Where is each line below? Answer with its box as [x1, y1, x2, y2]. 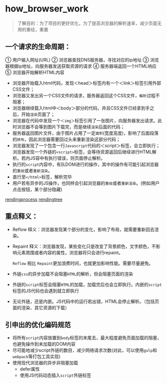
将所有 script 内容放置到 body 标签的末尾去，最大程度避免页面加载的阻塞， [12, 335, 162, 341]
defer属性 [19, 366, 40, 372]
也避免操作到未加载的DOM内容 [12, 341, 76, 347]
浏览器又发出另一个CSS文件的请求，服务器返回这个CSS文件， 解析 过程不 [12, 92, 160, 98]
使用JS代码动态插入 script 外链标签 [19, 372, 91, 378]
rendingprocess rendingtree [5, 196, 63, 202]
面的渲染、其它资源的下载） [12, 304, 70, 310]
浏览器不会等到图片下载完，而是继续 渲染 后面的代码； [16, 124, 125, 130]
